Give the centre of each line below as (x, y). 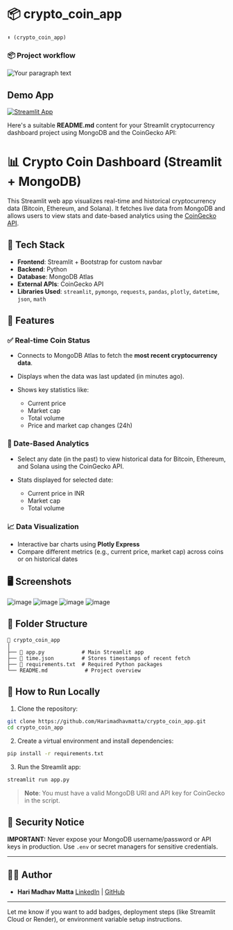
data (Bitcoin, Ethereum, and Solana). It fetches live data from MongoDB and (116, 208)
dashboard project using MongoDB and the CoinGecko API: (92, 133)
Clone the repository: (48, 709)
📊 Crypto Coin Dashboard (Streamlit (115, 162)
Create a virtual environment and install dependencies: (95, 741)
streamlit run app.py (38, 780)
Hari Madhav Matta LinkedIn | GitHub (71, 892)
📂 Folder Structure (48, 624)
